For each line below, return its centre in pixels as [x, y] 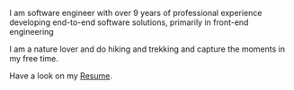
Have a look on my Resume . [61, 76]
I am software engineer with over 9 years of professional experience [136, 13]
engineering [31, 32]
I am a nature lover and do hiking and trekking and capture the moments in [147, 49]
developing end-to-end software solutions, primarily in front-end [129, 22]
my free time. [34, 58]
